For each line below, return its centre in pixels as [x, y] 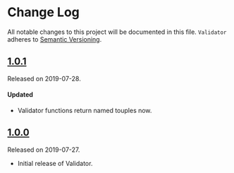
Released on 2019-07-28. [44, 78]
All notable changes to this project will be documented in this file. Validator [117, 32]
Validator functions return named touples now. [85, 110]
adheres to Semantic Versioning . [55, 39]
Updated [20, 95]
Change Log [43, 12]
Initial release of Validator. [55, 163]
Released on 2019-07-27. [44, 150]
